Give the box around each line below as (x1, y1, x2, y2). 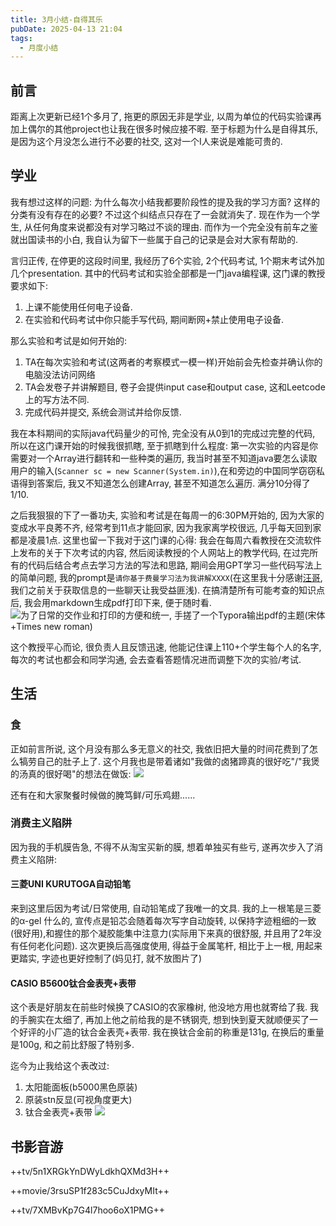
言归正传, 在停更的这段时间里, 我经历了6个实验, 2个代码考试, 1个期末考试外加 (10, 254, 325, 266)
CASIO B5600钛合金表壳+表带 (10, 977, 137, 989)
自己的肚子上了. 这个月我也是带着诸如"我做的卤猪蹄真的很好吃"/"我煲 (36, 755, 320, 767)
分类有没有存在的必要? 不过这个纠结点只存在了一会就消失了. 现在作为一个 (10, 208, 312, 220)
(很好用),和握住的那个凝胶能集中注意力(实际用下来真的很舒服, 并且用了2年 (10, 927, 313, 940)
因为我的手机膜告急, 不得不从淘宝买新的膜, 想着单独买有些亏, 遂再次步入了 (10, 841, 315, 853)
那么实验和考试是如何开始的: (10, 334, 128, 346)
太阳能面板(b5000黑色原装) (24, 1081, 138, 1093)
